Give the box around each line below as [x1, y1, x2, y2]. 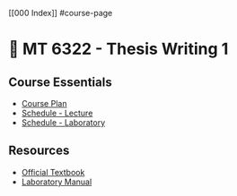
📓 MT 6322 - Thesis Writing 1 [8, 39, 229, 59]
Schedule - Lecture [21, 107, 93, 118]
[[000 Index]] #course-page [8, 8, 113, 18]
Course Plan [21, 98, 67, 108]
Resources [8, 143, 70, 158]
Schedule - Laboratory [21, 117, 106, 128]
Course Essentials [8, 74, 113, 89]
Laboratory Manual [21, 176, 92, 187]
